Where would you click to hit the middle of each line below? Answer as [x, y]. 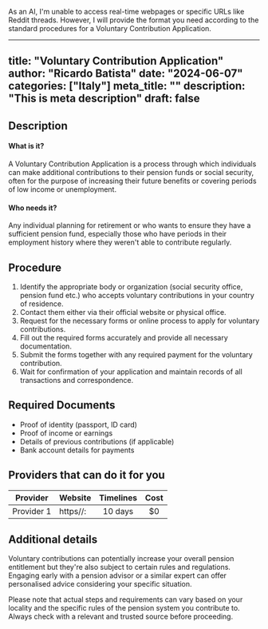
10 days [118, 511]
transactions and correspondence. [77, 380]
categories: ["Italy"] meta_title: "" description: [127, 86]
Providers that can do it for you [87, 475]
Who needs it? [33, 208]
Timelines [118, 497]
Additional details [53, 540]
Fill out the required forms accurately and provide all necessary [124, 338]
